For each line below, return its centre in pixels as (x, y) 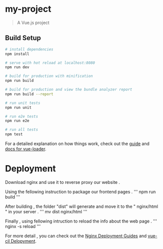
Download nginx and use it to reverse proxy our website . (63, 182)
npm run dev (17, 67)
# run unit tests (23, 103)
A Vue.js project (33, 23)
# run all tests (22, 130)
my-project (28, 9)
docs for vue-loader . (26, 149)
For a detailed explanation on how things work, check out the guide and (77, 144)
